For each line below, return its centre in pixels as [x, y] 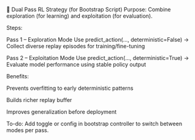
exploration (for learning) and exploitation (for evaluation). [79, 16]
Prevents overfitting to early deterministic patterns [70, 88]
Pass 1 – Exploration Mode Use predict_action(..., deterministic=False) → [97, 39]
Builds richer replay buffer [39, 100]
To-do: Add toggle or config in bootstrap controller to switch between [94, 123]
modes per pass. [28, 130]
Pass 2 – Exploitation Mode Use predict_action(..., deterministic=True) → [98, 58]
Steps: [14, 28]
